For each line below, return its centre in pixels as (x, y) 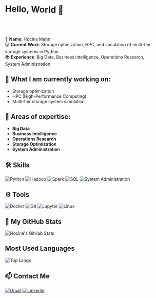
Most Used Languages (40, 249)
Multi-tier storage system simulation (48, 101)
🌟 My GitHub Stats (33, 221)
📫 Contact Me (28, 276)
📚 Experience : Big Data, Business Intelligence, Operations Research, (75, 57)
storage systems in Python (32, 52)
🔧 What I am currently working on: (58, 79)
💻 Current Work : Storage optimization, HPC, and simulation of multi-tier (78, 45)
